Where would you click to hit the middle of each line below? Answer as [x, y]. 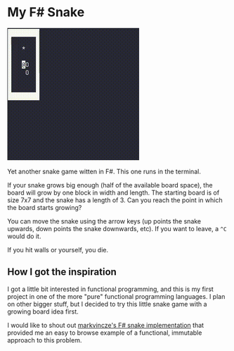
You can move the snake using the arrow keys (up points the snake [104, 221]
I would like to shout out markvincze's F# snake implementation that [106, 325]
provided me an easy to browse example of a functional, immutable [105, 333]
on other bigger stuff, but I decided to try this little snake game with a [107, 304]
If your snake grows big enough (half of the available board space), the [110, 185]
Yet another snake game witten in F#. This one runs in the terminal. [104, 171]
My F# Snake [46, 12]
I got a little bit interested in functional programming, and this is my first [111, 289]
